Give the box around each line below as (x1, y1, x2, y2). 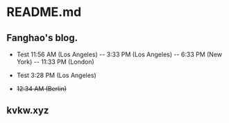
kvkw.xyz (6, 105, 49, 117)
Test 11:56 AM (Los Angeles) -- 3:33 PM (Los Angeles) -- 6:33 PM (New (16, 50, 223, 58)
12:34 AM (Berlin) (16, 85, 67, 92)
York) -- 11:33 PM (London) (16, 58, 94, 66)
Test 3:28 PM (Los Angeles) (16, 71, 96, 79)
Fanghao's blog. (6, 32, 78, 44)
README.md (6, 4, 82, 20)
